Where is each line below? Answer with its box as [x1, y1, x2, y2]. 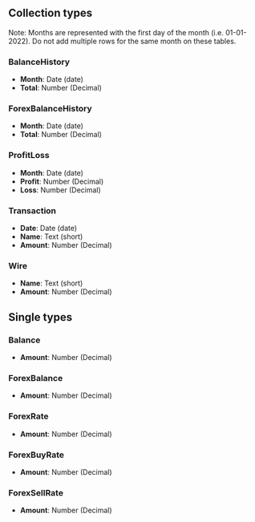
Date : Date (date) [19, 224, 78, 233]
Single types [8, 310, 73, 324]
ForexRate [8, 411, 50, 422]
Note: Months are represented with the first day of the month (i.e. [8, 27, 225, 37]
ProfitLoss [8, 150, 50, 161]
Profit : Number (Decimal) [19, 176, 104, 186]
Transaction [8, 204, 57, 216]
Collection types [8, 6, 93, 20]
